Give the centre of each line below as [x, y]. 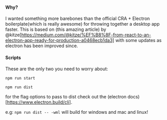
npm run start [20, 78]
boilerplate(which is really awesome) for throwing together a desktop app [82, 24]
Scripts [13, 57]
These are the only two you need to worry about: [57, 69]
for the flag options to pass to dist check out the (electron [66, 97]
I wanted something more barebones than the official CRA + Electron [78, 18]
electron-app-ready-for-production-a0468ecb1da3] [60, 41]
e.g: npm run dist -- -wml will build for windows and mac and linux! [77, 112]
